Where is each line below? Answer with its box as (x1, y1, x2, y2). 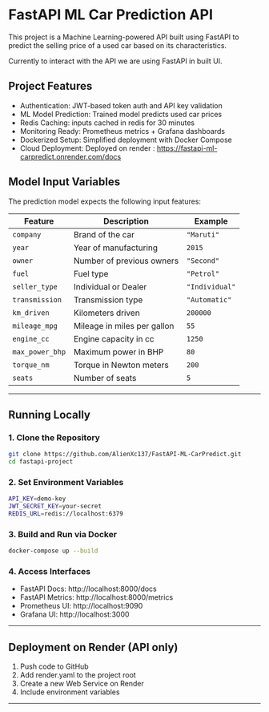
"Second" (187, 256, 220, 265)
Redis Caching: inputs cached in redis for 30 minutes (19, 118, 195, 127)
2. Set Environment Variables (8, 476, 124, 487)
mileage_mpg (12, 321, 58, 330)
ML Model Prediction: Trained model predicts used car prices (19, 109, 223, 119)
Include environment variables (19, 687, 120, 697)
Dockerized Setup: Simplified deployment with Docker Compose (19, 135, 232, 144)
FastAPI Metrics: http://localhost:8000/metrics (19, 593, 174, 602)
